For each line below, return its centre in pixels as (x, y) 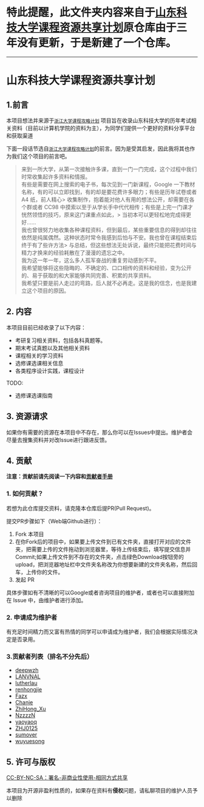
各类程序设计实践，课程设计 (50, 371)
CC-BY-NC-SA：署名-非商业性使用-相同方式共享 (67, 778)
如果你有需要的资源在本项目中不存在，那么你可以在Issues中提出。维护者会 (100, 432)
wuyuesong (30, 741)
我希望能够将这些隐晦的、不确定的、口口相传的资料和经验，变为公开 (106, 267)
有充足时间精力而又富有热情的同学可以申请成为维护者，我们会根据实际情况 (99, 631)
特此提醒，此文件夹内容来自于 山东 (92, 12)
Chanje (24, 702)
